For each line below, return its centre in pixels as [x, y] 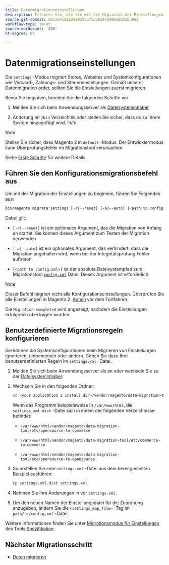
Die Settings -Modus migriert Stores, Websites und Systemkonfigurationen [83, 77]
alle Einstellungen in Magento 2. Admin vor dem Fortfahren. [67, 299]
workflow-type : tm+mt [28, 24]
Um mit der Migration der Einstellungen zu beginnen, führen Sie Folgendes [83, 194]
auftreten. [23, 259]
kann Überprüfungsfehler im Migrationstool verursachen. [64, 147]
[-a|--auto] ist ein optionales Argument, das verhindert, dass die [80, 248]
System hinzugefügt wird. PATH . [45, 123]
